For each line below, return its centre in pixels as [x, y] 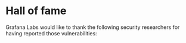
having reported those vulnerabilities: [51, 33]
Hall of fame [36, 11]
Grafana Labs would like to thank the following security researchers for [93, 27]
